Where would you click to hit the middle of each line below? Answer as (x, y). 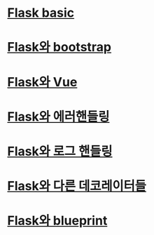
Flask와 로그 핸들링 (60, 151)
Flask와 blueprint (57, 221)
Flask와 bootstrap (59, 47)
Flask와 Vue (42, 82)
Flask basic (41, 13)
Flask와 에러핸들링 (58, 116)
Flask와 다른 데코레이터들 (77, 186)
